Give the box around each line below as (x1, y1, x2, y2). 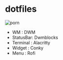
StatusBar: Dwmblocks (12, 34, 59, 40)
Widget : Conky (12, 45, 44, 51)
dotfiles (5, 3, 37, 15)
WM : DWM (12, 29, 36, 35)
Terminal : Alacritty (12, 39, 50, 45)
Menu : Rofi (12, 50, 36, 56)
